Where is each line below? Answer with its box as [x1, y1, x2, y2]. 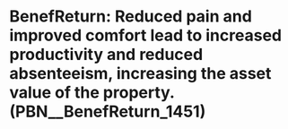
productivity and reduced [9, 45, 204, 64]
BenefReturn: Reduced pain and [9, 6, 253, 27]
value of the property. [9, 82, 175, 103]
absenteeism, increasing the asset [9, 64, 272, 84]
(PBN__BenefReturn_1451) [9, 101, 206, 122]
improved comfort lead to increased [9, 25, 283, 46]
